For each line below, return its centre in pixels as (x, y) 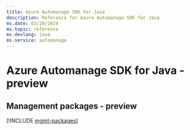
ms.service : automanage (37, 40)
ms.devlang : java (28, 35)
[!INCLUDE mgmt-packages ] (42, 121)
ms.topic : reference (33, 29)
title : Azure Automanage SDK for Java (56, 12)
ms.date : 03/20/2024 (33, 23)
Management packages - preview (72, 106)
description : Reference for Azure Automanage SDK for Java (83, 18)
